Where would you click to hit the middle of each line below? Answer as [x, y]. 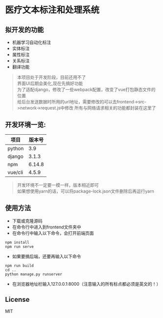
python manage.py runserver [34, 274]
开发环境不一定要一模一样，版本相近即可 [58, 185]
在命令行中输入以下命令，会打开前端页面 [53, 233]
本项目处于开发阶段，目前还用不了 [51, 77]
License [17, 300]
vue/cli [15, 172]
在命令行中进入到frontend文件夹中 [47, 227]
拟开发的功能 [24, 30]
